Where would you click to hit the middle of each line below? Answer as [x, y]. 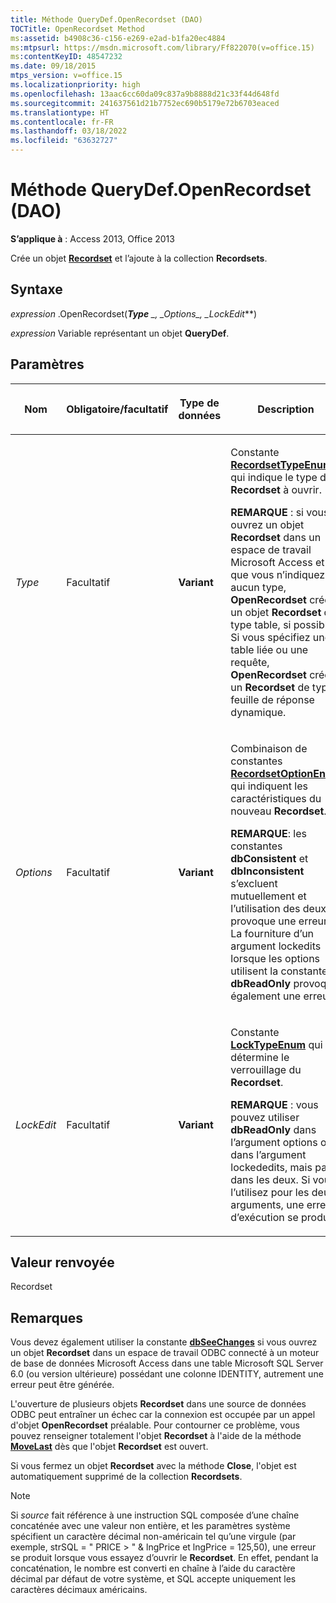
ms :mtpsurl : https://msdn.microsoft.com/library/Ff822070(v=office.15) [162, 47]
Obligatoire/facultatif [117, 409]
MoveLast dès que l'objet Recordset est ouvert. [109, 1447]
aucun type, [258, 587]
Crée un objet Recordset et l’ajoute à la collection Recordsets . [139, 258]
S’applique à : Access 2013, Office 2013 [92, 238]
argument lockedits [276, 946]
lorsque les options [275, 958]
